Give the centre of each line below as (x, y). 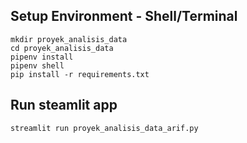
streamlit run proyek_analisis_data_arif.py (104, 128)
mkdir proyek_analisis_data (69, 39)
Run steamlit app (64, 105)
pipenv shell (37, 65)
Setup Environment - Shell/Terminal (124, 16)
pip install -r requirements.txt (80, 74)
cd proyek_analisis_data (62, 48)
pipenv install (42, 57)
